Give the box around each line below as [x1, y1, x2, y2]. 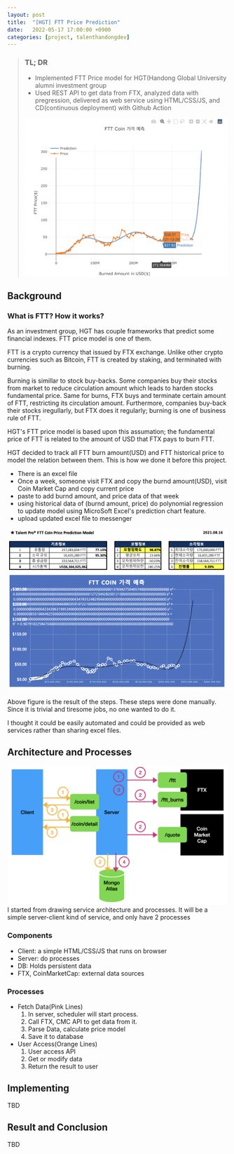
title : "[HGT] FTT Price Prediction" [7, 18, 121, 26]
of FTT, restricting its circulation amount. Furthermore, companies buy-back [7, 399, 227, 407]
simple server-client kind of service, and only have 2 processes [7, 913, 191, 922]
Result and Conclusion [7, 1122, 109, 1134]
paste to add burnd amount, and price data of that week [17, 492, 179, 500]
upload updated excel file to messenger [17, 515, 132, 523]
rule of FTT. [7, 414, 41, 423]
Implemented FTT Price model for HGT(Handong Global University [34, 74, 227, 82]
